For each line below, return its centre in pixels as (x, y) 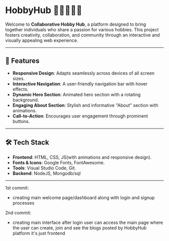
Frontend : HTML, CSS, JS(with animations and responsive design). (82, 157)
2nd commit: (18, 213)
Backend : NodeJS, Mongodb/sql (47, 173)
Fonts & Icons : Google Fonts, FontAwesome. (58, 162)
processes (23, 203)
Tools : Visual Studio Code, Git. (44, 168)
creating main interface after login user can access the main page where (88, 222)
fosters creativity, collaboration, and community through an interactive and (82, 35)
